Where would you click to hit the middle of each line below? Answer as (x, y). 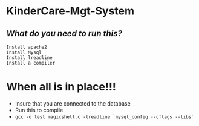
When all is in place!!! (61, 87)
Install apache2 (27, 47)
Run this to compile (39, 110)
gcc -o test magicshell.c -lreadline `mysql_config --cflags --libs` (105, 117)
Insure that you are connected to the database (73, 103)
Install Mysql (24, 52)
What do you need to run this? (64, 33)
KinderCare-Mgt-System (70, 11)
